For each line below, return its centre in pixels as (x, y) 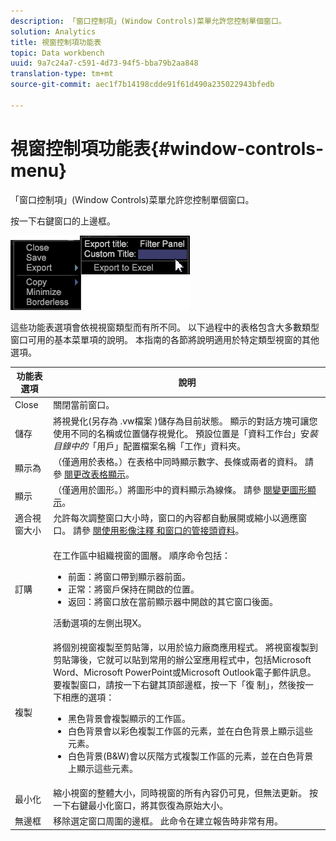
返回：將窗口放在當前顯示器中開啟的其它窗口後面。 (173, 601)
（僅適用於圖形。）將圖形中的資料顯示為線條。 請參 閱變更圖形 (180, 490)
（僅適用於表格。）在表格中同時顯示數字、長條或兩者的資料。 (178, 461)
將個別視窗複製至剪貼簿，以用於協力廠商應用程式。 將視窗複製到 (185, 647)
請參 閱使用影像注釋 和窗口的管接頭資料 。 (158, 531)
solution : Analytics (53, 31)
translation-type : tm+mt (62, 74)
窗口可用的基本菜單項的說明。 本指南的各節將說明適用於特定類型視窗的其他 (165, 339)
